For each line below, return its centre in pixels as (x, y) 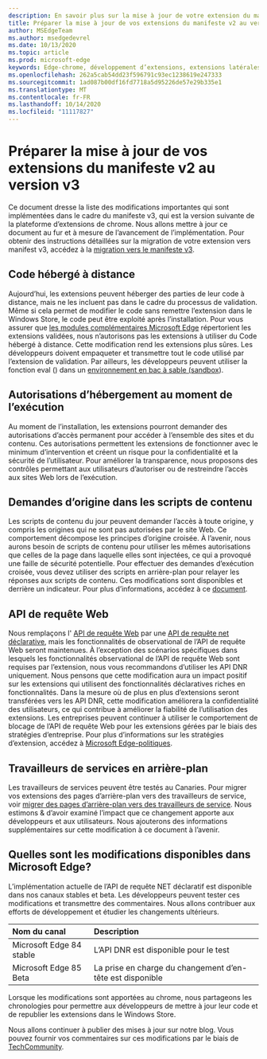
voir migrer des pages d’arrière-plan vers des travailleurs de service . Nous (130, 804)
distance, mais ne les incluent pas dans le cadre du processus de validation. (133, 302)
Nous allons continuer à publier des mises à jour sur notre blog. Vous (121, 1030)
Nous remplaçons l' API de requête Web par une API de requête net (119, 633)
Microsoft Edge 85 (47, 967)
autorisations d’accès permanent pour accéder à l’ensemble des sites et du (131, 435)
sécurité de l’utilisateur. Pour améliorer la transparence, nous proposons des (133, 460)
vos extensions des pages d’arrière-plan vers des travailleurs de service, (127, 796)
